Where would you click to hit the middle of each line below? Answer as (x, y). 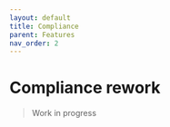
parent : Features (42, 34)
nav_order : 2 (34, 43)
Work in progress (64, 113)
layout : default (40, 18)
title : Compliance (44, 26)
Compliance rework (85, 88)
